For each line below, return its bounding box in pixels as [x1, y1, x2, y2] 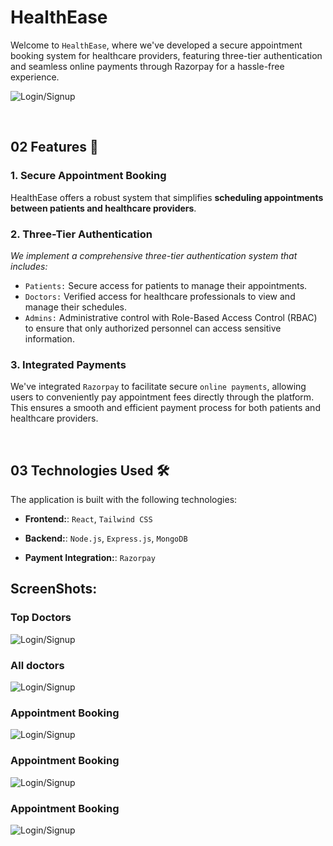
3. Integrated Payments [10, 357, 127, 371]
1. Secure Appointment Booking [10, 169, 167, 183]
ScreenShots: [10, 581, 98, 598]
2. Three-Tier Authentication [10, 227, 153, 241]
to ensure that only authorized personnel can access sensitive [24, 322, 282, 334]
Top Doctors [10, 611, 72, 625]
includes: [10, 260, 48, 272]
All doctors [10, 658, 65, 672]
